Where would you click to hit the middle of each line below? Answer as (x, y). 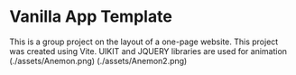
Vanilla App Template (91, 17)
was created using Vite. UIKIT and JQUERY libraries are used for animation (148, 51)
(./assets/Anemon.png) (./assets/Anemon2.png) (98, 61)
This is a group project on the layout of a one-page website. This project (144, 42)
